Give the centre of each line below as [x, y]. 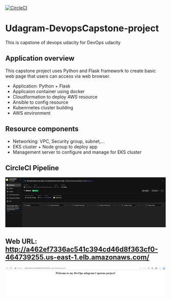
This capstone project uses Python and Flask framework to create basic [81, 71]
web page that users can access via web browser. [58, 76]
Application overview [40, 58]
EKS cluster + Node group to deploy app [55, 146]
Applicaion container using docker [49, 91]
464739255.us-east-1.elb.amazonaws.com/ [77, 258]
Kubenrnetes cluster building [43, 107]
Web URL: [21, 242]
